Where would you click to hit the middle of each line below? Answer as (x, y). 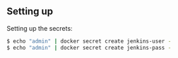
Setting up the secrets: (40, 28)
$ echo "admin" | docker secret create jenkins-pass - (89, 48)
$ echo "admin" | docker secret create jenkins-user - (89, 41)
